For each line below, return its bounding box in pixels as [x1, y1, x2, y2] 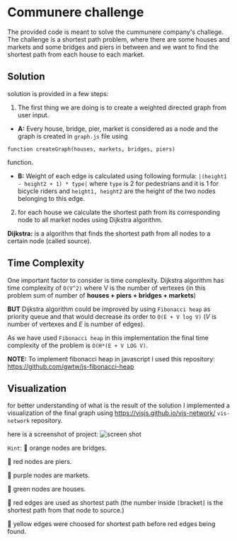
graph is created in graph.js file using [17, 132, 129, 140]
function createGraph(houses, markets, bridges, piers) [7, 146, 175, 153]
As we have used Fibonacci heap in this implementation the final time [7, 333, 209, 342]
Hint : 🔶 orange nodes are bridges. [7, 443, 108, 453]
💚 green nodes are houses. [7, 485, 86, 494]
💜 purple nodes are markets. [7, 471, 91, 479]
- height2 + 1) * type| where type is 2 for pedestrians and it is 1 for [17, 179, 219, 187]
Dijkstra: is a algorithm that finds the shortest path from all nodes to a [7, 229, 211, 238]
